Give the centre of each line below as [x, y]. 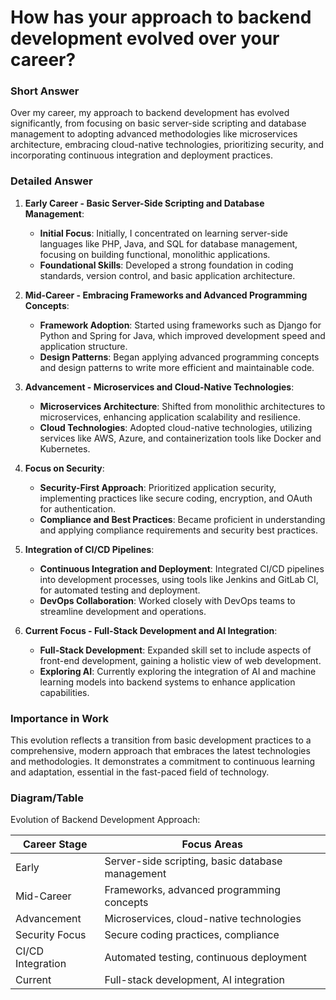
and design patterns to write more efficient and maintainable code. [177, 367]
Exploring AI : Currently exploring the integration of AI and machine [178, 671]
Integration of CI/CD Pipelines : [89, 549]
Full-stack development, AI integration [195, 980]
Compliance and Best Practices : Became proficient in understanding [182, 519]
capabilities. [64, 692]
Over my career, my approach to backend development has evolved [150, 113]
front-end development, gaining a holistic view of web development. [180, 660]
